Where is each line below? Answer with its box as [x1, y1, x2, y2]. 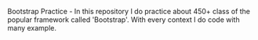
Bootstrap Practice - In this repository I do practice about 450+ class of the [7, 7, 251, 16]
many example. [7, 24, 56, 32]
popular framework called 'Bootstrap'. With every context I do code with [7, 15, 240, 24]
